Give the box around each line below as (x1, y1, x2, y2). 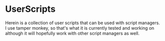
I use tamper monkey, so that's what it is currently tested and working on (5, 25, 155, 31)
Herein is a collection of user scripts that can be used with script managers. (5, 20, 160, 26)
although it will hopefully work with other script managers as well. (5, 30, 140, 36)
